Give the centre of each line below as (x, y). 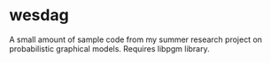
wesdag (39, 15)
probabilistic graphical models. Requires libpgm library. (109, 48)
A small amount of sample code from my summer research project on (136, 39)
